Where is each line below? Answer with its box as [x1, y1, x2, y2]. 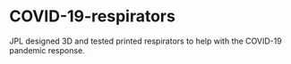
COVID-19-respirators [9, 6, 176, 27]
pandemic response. [9, 44, 85, 55]
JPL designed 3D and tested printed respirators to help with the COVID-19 [9, 36, 282, 46]
